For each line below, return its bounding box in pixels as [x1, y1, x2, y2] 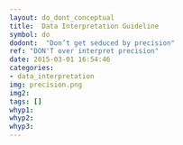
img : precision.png [9, 80, 83, 89]
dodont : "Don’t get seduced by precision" [9, 38, 176, 48]
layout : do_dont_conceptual [9, 13, 115, 23]
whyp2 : [9, 113, 34, 122]
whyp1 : [9, 105, 34, 114]
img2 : [9, 88, 30, 97]
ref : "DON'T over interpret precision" [9, 47, 160, 56]
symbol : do [9, 30, 50, 39]
